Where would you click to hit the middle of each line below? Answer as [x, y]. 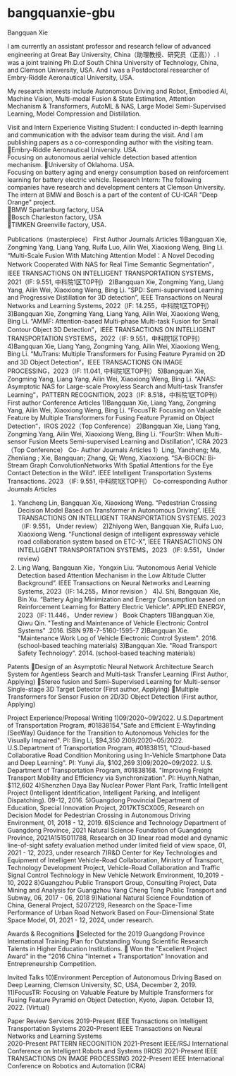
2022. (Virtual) [29, 1007]
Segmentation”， [193, 264]
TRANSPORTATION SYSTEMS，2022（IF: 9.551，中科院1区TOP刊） [106, 338]
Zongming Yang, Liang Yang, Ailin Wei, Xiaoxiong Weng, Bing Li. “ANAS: [112, 379]
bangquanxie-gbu [61, 13]
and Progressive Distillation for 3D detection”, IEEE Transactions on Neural [115, 297]
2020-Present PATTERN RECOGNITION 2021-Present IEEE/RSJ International [118, 1043]
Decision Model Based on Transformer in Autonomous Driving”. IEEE [117, 510]
